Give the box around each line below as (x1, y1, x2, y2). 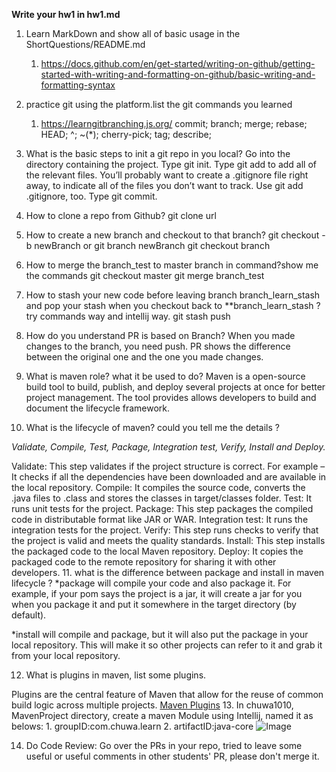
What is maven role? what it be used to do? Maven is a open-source (25, 370, 306, 382)
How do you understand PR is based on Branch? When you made (25, 330, 296, 341)
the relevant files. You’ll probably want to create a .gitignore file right (25, 169, 309, 181)
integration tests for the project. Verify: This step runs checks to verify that (11, 524, 319, 536)
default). (11, 609, 47, 621)
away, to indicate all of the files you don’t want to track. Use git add (25, 180, 304, 191)
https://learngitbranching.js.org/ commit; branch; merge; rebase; (40, 118, 308, 129)
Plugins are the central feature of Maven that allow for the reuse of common (11, 689, 324, 700)
